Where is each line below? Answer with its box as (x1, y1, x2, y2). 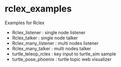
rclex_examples (5, 3, 72, 15)
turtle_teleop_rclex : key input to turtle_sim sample (12, 51, 116, 57)
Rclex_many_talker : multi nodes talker (12, 45, 91, 51)
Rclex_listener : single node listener (12, 29, 86, 35)
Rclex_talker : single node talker (12, 35, 78, 41)
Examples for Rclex (5, 20, 45, 26)
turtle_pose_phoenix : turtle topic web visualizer (12, 56, 112, 62)
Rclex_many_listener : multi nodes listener (12, 40, 99, 46)
